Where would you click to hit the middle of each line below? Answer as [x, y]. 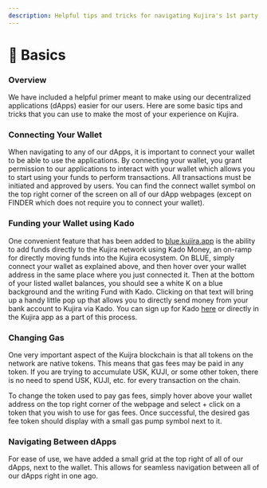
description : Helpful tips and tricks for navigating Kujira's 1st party [133, 16]
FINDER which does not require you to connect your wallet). [106, 203]
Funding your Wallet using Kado [71, 224]
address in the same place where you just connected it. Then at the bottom [132, 275]
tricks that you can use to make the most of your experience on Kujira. [124, 114]
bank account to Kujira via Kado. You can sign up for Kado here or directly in [133, 308]
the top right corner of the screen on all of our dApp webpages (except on [130, 194]
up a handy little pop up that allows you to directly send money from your [128, 300]
